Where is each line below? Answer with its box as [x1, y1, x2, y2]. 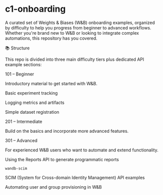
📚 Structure [5, 45, 30, 51]
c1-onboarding [5, 3, 66, 15]
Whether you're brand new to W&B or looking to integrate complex [5, 30, 140, 36]
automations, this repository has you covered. [5, 35, 98, 41]
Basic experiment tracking [5, 90, 58, 96]
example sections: [5, 61, 42, 67]
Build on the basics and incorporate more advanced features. [5, 128, 129, 134]
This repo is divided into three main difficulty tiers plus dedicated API [5, 56, 144, 62]
